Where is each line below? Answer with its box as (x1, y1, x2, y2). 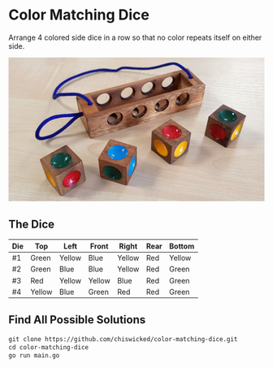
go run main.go (8, 352, 60, 360)
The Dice (8, 217, 55, 231)
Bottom (169, 241, 195, 251)
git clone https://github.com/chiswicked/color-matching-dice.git (8, 336, 238, 344)
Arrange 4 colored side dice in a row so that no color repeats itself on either (8, 32, 262, 42)
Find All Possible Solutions (8, 313, 146, 327)
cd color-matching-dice (8, 344, 89, 352)
